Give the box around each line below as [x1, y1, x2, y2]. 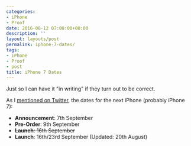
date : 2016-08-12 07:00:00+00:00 [6, 25, 89, 31]
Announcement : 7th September [14, 115, 93, 122]
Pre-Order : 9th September [14, 121, 80, 128]
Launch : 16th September [14, 127, 75, 134]
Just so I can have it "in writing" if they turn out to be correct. [6, 85, 156, 92]
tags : [6, 47, 20, 53]
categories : [6, 8, 35, 15]
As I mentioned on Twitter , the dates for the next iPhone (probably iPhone [6, 97, 185, 104]
